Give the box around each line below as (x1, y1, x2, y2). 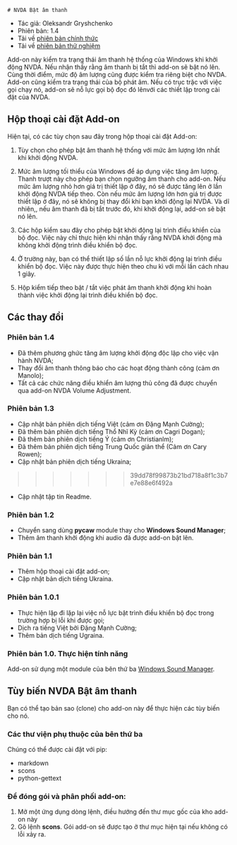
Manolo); (17, 371, 44, 380)
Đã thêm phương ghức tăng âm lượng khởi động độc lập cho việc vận (17, 349, 219, 357)
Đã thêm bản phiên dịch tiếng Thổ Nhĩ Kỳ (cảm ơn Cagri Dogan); (17, 427, 205, 436)
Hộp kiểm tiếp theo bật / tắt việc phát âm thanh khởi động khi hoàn (17, 283, 212, 291)
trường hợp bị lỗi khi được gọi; (17, 616, 105, 624)
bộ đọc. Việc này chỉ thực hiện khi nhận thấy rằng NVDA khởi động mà (17, 233, 222, 242)
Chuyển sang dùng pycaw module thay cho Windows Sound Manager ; (17, 526, 226, 535)
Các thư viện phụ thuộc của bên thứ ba (7, 729, 143, 739)
